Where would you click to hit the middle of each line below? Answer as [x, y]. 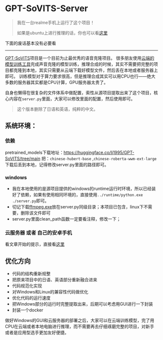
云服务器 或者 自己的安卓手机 [39, 233]
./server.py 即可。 [31, 201]
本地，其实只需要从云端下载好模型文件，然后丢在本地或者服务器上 [92, 70]
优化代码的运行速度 [31, 298]
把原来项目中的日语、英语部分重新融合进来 [55, 280]
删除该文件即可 [36, 213]
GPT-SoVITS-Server [47, 8]
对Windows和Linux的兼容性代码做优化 [50, 292]
